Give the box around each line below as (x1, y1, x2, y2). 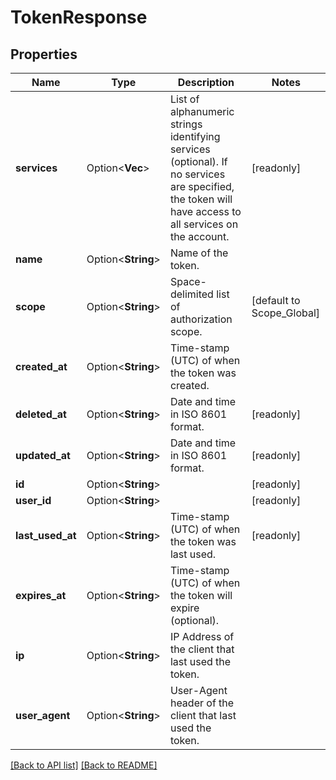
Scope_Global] (251, 306, 321, 320)
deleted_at (15, 407, 67, 421)
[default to (251, 294, 301, 307)
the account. (169, 230, 230, 243)
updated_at (15, 449, 71, 462)
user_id (15, 494, 52, 507)
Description (177, 76, 235, 89)
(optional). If (169, 155, 228, 168)
